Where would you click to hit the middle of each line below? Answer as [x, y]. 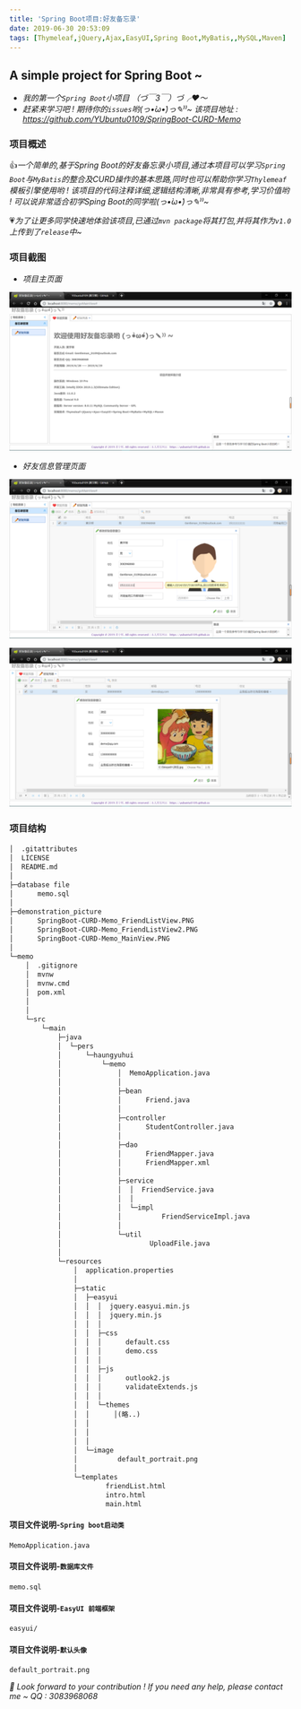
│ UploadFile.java [133, 1243]
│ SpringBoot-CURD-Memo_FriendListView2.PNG [104, 929]
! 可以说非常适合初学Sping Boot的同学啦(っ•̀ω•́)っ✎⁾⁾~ [109, 202]
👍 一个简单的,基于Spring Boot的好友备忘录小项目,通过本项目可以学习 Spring [147, 165]
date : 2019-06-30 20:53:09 [60, 28]
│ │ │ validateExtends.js [136, 1387]
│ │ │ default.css [121, 1342]
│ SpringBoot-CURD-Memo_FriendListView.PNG [102, 920]
